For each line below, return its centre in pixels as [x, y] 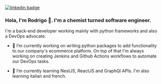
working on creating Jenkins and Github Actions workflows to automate [84, 56]
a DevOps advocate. [26, 36]
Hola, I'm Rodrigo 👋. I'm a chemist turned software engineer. [78, 20]
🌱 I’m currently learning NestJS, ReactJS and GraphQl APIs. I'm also [81, 71]
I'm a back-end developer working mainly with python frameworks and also [81, 31]
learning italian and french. [39, 76]
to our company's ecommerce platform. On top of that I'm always [78, 51]
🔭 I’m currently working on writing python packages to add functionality [84, 46]
